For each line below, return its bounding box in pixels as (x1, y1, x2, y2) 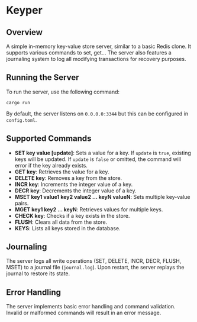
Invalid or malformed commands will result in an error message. (6, 309, 162, 317)
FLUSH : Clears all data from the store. (14, 218, 108, 226)
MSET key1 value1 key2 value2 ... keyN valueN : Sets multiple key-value (14, 193, 190, 200)
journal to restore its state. (6, 270, 70, 277)
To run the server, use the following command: (6, 88, 120, 95)
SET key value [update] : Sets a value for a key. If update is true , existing (14, 149, 191, 156)
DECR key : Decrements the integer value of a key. (14, 187, 137, 194)
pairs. (14, 199, 29, 207)
